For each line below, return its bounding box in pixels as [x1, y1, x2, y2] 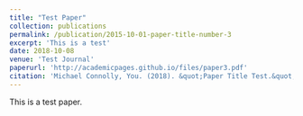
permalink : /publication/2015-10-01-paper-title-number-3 [9, 30, 232, 39]
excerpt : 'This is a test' [9, 38, 111, 48]
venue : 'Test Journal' [9, 55, 95, 64]
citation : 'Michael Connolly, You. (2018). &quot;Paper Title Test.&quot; [9, 72, 297, 81]
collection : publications [9, 22, 106, 31]
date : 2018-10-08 [9, 47, 75, 56]
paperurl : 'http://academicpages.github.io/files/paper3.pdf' [9, 64, 248, 73]
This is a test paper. [9, 96, 83, 107]
